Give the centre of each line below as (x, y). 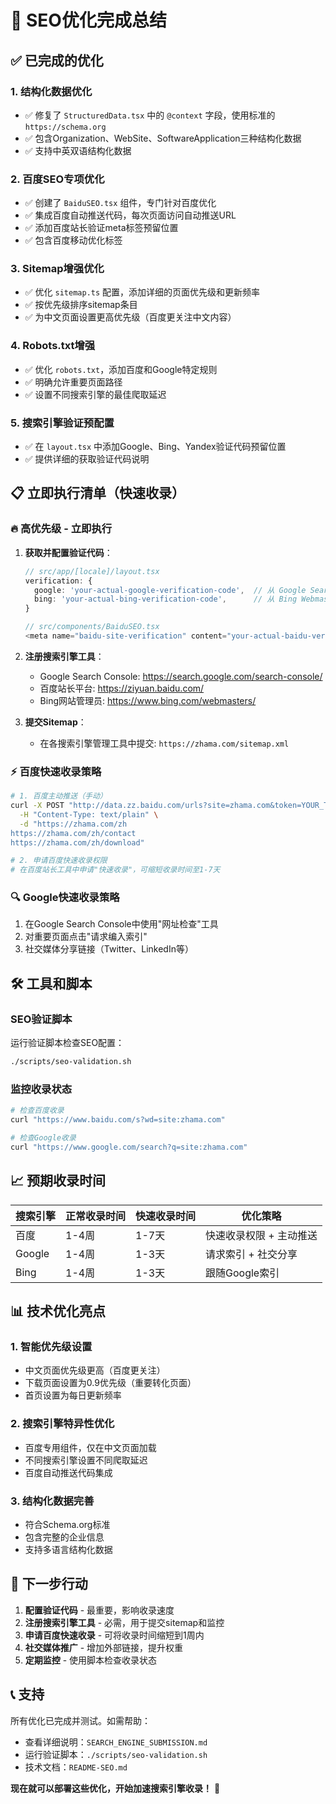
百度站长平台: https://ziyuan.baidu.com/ (122, 688)
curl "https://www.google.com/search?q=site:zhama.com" (129, 1147)
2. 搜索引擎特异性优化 (62, 1424)
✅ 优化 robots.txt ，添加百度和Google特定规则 (121, 369)
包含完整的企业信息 (64, 1537)
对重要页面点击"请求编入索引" (86, 937)
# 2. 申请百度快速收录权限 (59, 861)
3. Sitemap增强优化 (57, 269)
